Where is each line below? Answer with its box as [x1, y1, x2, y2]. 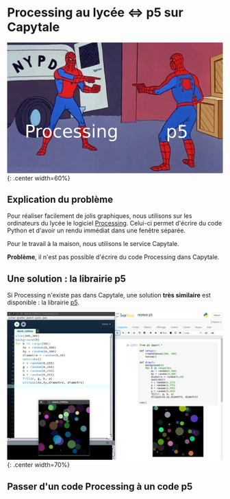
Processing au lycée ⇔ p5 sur [7, 5, 183, 21]
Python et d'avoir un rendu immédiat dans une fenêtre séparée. [7, 226, 186, 234]
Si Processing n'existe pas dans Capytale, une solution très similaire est [7, 291, 211, 300]
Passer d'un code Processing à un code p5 [7, 480, 193, 492]
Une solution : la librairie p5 [7, 273, 127, 284]
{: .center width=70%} [7, 461, 71, 469]
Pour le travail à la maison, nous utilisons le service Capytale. [7, 240, 179, 248]
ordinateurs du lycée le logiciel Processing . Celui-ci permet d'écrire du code [7, 219, 222, 228]
